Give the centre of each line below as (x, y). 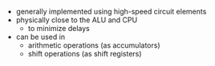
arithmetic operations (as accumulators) (94, 45)
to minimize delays (59, 28)
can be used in (41, 37)
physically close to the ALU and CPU (77, 20)
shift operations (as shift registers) (85, 54)
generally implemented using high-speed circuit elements (111, 12)
